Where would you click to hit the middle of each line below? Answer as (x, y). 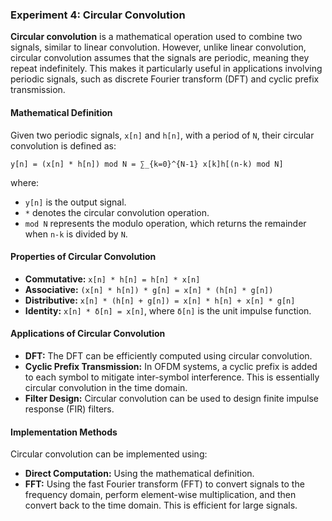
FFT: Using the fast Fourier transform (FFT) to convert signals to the (164, 484)
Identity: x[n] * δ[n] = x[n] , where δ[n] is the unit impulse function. (168, 310)
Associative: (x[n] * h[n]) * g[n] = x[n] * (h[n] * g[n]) (149, 289)
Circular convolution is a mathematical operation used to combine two (156, 37)
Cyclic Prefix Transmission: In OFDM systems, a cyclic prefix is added (171, 366)
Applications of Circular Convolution (88, 334)
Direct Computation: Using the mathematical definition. (139, 474)
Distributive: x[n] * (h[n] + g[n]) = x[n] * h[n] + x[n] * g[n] (160, 300)
